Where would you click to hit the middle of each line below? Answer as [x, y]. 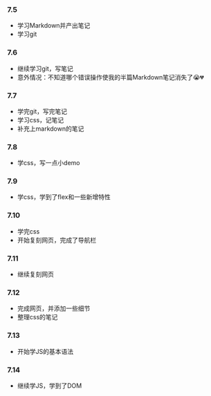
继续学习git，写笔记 [45, 68]
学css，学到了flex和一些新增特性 [64, 197]
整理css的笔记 [37, 317]
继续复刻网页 [35, 274]
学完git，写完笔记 [42, 111]
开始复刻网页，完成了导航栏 [57, 240]
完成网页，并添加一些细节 [54, 308]
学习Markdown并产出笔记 [54, 26]
